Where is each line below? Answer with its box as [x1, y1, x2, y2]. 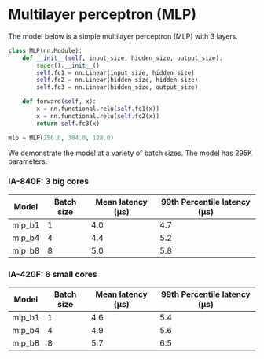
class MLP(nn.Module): [8, 46, 82, 54]
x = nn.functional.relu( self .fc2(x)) [36, 112, 159, 120]
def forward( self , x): [22, 98, 97, 105]
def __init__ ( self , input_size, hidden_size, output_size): [22, 54, 223, 62]
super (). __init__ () [36, 61, 101, 69]
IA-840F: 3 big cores [8, 176, 89, 187]
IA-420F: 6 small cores [8, 268, 97, 279]
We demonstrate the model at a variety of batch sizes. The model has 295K [8, 148, 253, 157]
